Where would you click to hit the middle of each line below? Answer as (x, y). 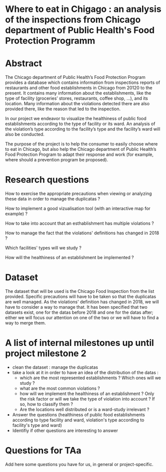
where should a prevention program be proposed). (57, 160)
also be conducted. (25, 135)
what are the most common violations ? (60, 388)
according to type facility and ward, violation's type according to (78, 420)
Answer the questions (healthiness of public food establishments (79, 414)
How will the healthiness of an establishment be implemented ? (70, 258)
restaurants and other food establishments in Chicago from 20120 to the (79, 88)
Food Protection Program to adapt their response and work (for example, (79, 154)
